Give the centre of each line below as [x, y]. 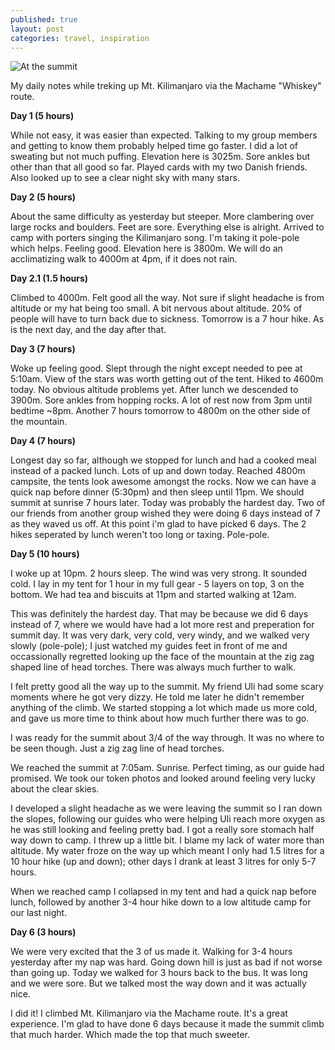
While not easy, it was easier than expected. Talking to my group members [164, 135]
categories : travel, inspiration [80, 38]
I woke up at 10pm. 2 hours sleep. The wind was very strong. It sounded [159, 573]
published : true [44, 19]
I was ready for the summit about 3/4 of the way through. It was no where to [167, 738]
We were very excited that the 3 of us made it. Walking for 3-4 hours [151, 952]
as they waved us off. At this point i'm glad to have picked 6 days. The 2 [158, 524]
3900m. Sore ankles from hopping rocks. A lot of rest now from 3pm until [161, 400]
